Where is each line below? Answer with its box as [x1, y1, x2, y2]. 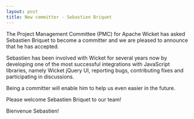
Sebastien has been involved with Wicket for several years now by [6, 54, 167, 61]
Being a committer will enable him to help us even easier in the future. [6, 84, 176, 91]
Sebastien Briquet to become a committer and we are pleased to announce [6, 37, 189, 44]
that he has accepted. [6, 42, 59, 50]
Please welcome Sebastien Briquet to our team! [6, 95, 121, 103]
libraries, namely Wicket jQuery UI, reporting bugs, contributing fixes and [6, 67, 184, 74]
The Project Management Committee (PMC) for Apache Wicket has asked [6, 30, 186, 37]
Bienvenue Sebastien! [6, 107, 59, 114]
